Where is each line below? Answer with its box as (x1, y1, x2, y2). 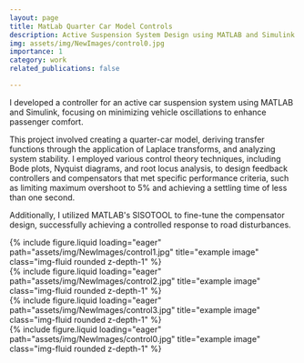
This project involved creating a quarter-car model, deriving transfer (9, 134, 266, 145)
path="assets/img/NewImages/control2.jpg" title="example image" (9, 275, 261, 287)
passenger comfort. (9, 116, 84, 127)
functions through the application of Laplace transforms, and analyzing (9, 143, 276, 155)
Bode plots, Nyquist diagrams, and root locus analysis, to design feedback (9, 163, 289, 174)
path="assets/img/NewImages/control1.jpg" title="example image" (9, 247, 259, 257)
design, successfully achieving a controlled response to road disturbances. (9, 219, 291, 230)
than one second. (9, 192, 76, 203)
